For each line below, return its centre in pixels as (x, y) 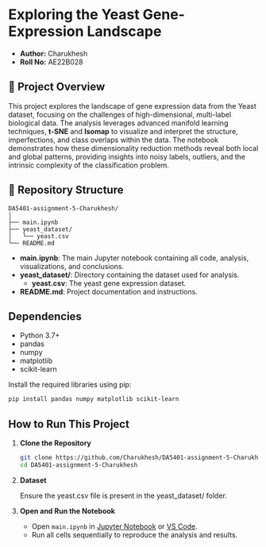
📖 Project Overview (57, 87)
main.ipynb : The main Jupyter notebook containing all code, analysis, (134, 258)
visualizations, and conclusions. (72, 266)
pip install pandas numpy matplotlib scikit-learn (94, 399)
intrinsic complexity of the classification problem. (89, 165)
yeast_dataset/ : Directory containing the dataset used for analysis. (129, 275)
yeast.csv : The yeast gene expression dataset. (109, 283)
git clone (36, 458)
